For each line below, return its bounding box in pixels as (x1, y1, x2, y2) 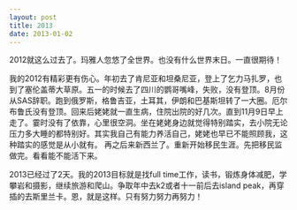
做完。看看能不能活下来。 (9, 151, 103, 161)
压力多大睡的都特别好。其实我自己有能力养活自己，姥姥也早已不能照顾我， (9, 129, 280, 139)
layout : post (9, 12, 57, 22)
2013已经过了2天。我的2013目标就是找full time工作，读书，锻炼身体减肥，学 (9, 169, 287, 180)
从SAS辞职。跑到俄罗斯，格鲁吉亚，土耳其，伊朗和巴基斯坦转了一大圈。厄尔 (9, 95, 288, 106)
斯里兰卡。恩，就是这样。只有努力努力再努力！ (32, 191, 203, 202)
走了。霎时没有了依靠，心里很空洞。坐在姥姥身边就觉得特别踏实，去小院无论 (9, 117, 288, 128)
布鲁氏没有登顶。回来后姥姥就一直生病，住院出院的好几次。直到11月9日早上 (9, 107, 285, 117)
